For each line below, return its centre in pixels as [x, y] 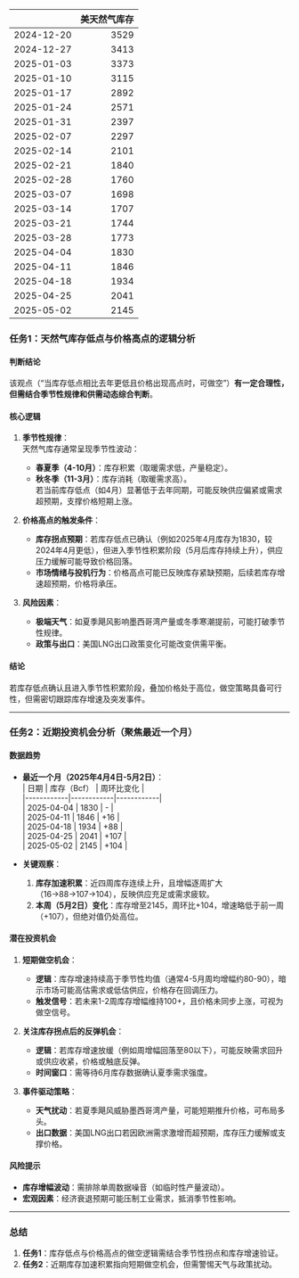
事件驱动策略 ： [49, 1091]
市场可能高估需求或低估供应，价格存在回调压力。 [133, 990]
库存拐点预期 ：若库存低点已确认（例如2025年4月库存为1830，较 [154, 540]
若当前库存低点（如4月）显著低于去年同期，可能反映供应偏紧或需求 [159, 491]
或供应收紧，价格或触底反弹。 [90, 1061]
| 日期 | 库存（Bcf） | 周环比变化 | [83, 787]
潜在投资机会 [32, 938]
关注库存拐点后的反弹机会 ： [73, 1031]
